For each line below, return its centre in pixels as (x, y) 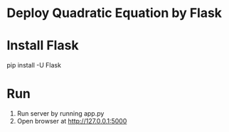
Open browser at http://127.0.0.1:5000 (72, 121)
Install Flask (43, 46)
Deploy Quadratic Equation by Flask (114, 13)
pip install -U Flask (34, 65)
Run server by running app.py (60, 114)
